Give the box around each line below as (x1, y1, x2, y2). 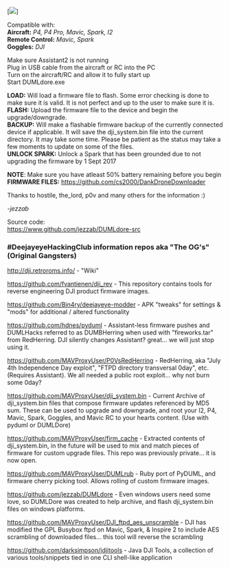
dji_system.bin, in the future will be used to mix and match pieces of (7, 441, 199, 450)
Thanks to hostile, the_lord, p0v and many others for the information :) (7, 191, 206, 199)
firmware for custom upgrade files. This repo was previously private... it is (7, 449, 216, 457)
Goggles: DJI (7, 43, 45, 51)
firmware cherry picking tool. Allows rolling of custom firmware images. (7, 477, 209, 485)
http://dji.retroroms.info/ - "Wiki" (7, 266, 100, 275)
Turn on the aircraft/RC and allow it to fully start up (7, 71, 150, 78)
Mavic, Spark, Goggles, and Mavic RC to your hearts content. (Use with (7, 414, 209, 422)
